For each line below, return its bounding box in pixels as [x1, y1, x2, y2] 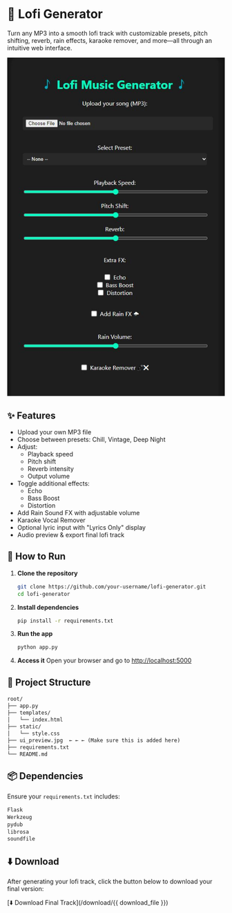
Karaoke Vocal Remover [17, 516, 86, 524]
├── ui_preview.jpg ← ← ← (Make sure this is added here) [7, 737, 181, 744]
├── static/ [7, 723, 41, 731]
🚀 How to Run [7, 550, 66, 562]
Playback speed [27, 450, 74, 458]
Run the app [17, 630, 53, 638]
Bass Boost [27, 494, 60, 502]
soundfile [7, 836, 36, 843]
